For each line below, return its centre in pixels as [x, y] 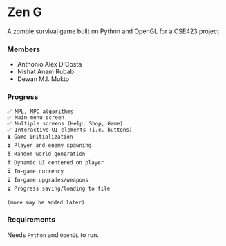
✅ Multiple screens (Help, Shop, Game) [65, 123]
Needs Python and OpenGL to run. [53, 235]
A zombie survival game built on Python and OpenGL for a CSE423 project [113, 31]
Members [23, 49]
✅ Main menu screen [36, 117]
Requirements [31, 220]
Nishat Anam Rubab [46, 72]
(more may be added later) [46, 202]
